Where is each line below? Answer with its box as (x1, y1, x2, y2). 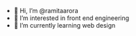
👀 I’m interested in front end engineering (13, 14, 130, 22)
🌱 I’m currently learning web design (13, 21, 116, 29)
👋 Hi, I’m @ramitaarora (13, 7, 78, 15)
